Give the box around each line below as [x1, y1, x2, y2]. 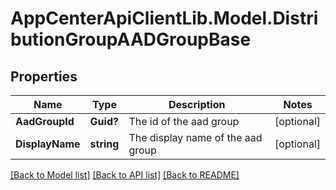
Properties [10, 68, 78, 85]
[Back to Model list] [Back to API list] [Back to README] [10, 169, 240, 181]
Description [168, 98, 226, 111]
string [89, 137, 120, 151]
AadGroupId [15, 115, 75, 128]
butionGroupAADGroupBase [10, 28, 252, 51]
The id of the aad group [128, 115, 240, 128]
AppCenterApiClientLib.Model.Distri [10, 7, 319, 30]
